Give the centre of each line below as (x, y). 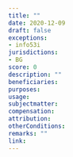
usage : (19, 97)
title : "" (25, 15)
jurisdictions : (33, 52)
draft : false (30, 30)
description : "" (35, 75)
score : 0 (23, 67)
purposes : (25, 89)
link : (17, 141)
